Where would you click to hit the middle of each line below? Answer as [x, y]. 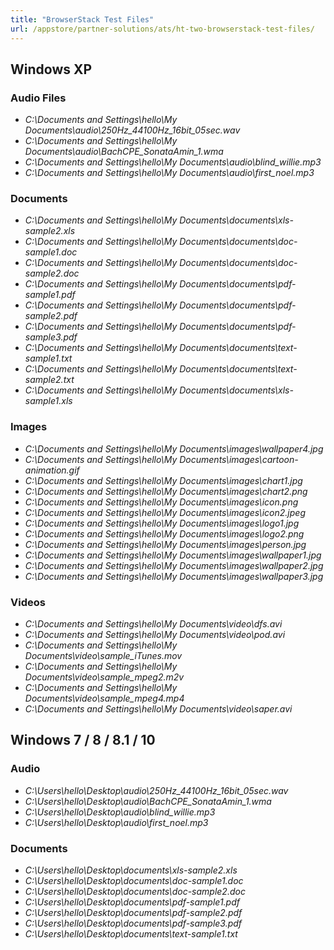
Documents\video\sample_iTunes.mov [103, 656]
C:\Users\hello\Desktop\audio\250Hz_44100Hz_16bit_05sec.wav [156, 790]
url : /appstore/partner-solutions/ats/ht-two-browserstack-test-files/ [162, 29]
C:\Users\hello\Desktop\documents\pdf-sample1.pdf [132, 902]
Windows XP [51, 69]
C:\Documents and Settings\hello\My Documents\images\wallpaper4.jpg [174, 448]
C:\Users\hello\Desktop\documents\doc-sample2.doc [135, 892]
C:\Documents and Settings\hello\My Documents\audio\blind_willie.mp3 [173, 162]
